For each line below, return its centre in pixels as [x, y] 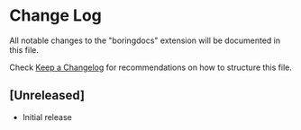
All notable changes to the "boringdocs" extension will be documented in [145, 40]
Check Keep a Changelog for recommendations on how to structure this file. [151, 67]
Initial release [47, 117]
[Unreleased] [47, 95]
